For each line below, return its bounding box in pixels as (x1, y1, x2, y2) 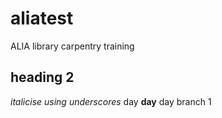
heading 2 (10, 69, 75, 86)
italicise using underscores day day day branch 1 (10, 95, 212, 107)
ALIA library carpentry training (10, 40, 135, 52)
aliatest (10, 7, 74, 30)
